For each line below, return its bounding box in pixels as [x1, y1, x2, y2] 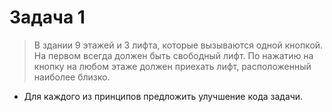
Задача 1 [9, 6, 86, 29]
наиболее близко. [33, 71, 111, 83]
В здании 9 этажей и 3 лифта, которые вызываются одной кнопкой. [33, 39, 324, 51]
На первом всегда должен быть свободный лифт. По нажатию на [33, 49, 314, 61]
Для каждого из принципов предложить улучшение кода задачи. [23, 90, 304, 102]
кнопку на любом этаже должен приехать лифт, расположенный [33, 60, 312, 72]
